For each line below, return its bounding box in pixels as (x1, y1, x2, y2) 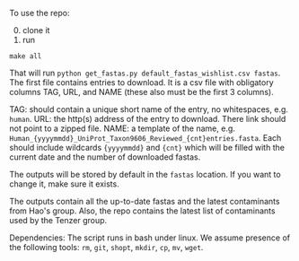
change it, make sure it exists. (9, 178, 119, 189)
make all (9, 52, 42, 61)
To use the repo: (9, 8, 70, 18)
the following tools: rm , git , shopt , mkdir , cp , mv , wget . (9, 242, 204, 252)
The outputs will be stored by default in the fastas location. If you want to (9, 170, 281, 179)
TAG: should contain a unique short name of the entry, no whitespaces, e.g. (9, 104, 289, 115)
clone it (22, 25, 50, 35)
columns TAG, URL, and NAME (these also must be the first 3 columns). (9, 87, 274, 97)
